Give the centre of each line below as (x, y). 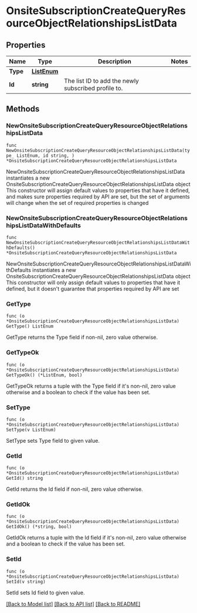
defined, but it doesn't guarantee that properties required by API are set (93, 288)
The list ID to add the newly (102, 81)
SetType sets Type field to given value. (53, 440)
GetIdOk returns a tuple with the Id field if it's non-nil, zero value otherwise (96, 538)
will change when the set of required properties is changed (77, 203)
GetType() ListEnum (30, 326)
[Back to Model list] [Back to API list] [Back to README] (73, 604)
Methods (23, 109)
